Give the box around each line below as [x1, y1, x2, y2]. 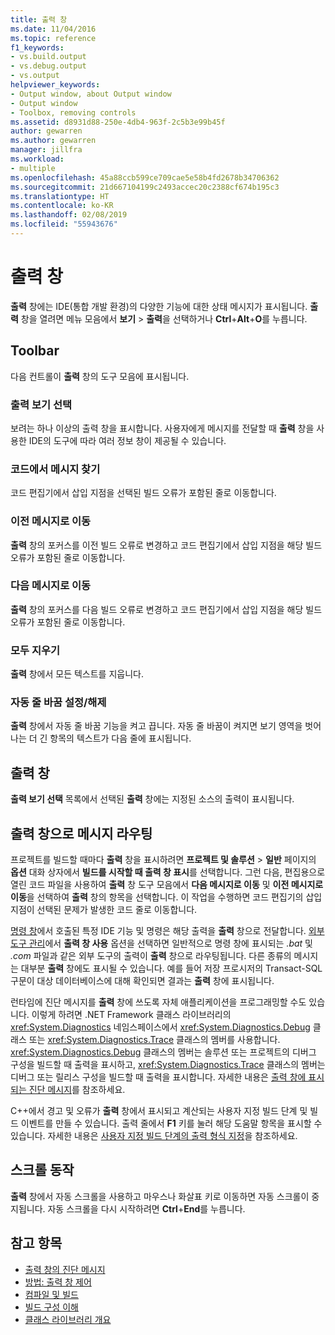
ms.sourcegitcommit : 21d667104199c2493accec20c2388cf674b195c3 [10, 182, 280, 192]
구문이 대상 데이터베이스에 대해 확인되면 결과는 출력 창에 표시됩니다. [10, 975, 275, 987]
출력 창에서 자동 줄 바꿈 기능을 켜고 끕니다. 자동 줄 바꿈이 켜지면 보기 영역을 [10, 720, 303, 732]
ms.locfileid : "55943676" [10, 219, 118, 230]
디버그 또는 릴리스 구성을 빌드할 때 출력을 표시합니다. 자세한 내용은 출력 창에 [10, 1071, 307, 1083]
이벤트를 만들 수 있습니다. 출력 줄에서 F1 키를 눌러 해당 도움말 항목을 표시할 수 [20, 1117, 323, 1130]
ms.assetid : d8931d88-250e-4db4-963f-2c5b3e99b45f [10, 117, 226, 127]
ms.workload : [10, 154, 65, 164]
